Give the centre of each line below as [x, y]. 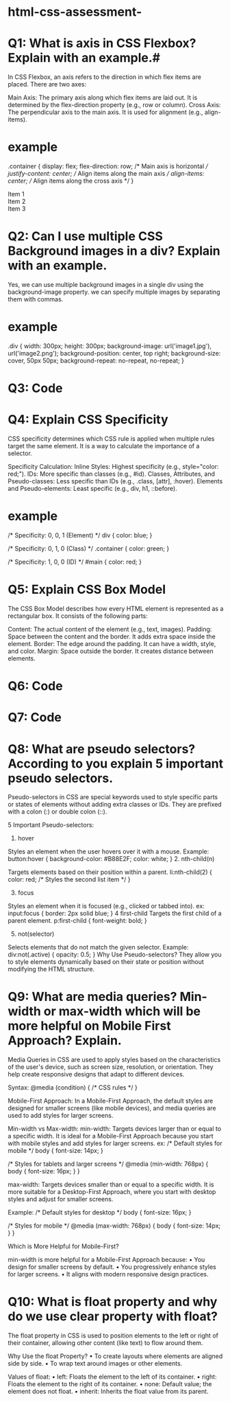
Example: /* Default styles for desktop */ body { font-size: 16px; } [100, 1213]
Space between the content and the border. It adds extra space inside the [112, 636]
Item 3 [17, 209]
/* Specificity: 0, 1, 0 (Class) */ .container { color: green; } [89, 549]
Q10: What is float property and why [113, 1302]
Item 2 [17, 202]
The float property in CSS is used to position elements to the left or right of [113, 1335]
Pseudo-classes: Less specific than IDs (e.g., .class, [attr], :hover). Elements [115, 481]
